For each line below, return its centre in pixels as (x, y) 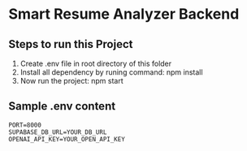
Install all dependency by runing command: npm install (111, 72)
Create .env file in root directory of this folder (96, 63)
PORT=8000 (25, 125)
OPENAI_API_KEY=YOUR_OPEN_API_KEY (67, 139)
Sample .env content (62, 106)
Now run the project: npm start (71, 81)
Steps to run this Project (71, 44)
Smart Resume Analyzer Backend (124, 14)
